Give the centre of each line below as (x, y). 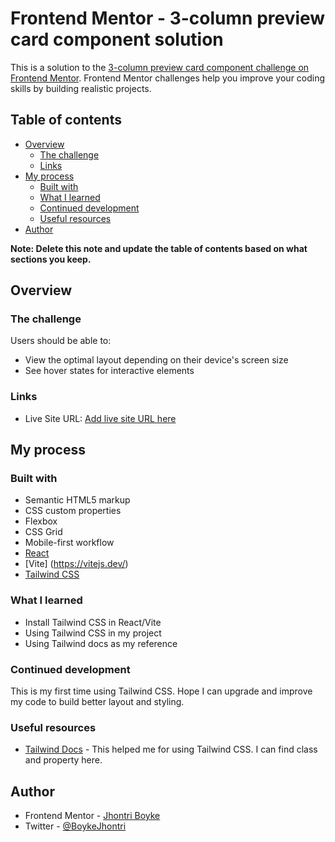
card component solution (117, 39)
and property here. (63, 760)
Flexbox (41, 521)
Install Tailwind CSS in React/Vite (93, 622)
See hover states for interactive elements (109, 371)
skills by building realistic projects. (81, 88)
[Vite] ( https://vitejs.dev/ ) (76, 564)
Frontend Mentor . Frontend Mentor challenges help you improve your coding (168, 78)
